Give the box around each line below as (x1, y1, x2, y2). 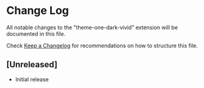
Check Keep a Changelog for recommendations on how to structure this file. (6, 42, 199, 49)
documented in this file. (6, 30, 66, 37)
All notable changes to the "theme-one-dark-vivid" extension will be (6, 24, 178, 31)
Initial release (15, 75, 49, 83)
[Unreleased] (6, 59, 58, 70)
